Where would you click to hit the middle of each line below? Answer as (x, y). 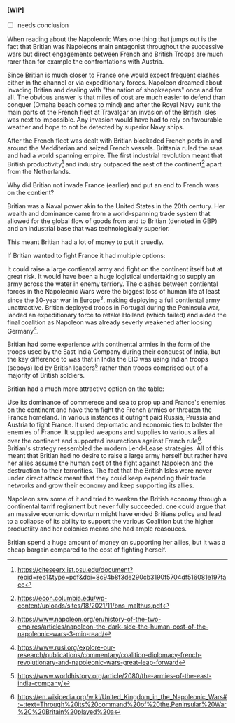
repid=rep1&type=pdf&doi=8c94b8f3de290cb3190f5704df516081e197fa (122, 577)
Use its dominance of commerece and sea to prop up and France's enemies (116, 402)
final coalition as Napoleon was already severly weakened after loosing (109, 322)
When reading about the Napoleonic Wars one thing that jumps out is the (112, 39)
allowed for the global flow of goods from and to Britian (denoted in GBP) (113, 221)
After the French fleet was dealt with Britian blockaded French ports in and (115, 141)
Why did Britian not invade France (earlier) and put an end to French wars (113, 185)
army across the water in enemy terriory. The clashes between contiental (113, 284)
